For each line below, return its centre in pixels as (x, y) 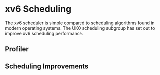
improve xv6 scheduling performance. (44, 33)
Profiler (17, 49)
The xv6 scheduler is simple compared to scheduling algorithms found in (80, 23)
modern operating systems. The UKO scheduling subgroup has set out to (80, 28)
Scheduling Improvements (47, 66)
